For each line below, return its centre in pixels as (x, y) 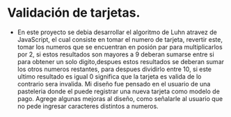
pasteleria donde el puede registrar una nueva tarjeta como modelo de (119, 91)
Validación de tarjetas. (74, 13)
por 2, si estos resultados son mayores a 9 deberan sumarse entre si (115, 54)
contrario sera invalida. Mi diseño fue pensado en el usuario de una (114, 84)
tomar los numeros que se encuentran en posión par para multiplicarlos (120, 47)
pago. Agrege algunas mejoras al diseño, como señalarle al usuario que (120, 98)
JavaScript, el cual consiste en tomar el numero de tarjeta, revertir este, (120, 39)
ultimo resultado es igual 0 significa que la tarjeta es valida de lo (109, 76)
